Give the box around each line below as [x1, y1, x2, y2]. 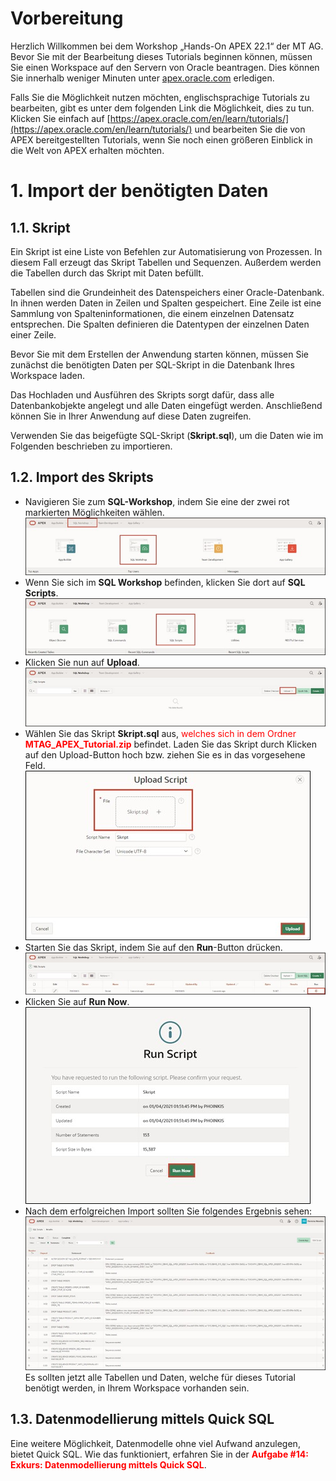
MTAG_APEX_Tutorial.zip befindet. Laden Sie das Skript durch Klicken [24, 738, 318, 751]
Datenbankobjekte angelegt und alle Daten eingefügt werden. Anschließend [10, 399, 323, 411]
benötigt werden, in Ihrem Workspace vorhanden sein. [24, 1382, 250, 1394]
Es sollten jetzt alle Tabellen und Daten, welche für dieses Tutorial [24, 1371, 296, 1383]
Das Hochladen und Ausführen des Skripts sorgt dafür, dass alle [10, 388, 275, 401]
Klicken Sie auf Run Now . [24, 996, 130, 1008]
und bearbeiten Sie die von [194, 123, 306, 135]
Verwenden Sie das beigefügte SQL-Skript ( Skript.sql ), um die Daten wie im [10, 429, 324, 441]
